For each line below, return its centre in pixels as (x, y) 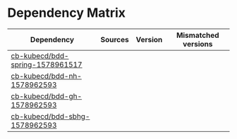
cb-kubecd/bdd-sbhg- (50, 116)
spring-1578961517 (47, 65)
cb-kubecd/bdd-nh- (47, 76)
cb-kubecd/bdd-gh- (47, 96)
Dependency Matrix (66, 13)
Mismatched (198, 35)
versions (198, 44)
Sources (115, 39)
